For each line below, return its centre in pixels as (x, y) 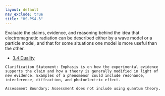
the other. (15, 48)
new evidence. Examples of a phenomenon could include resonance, (75, 76)
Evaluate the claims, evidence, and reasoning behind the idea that (72, 33)
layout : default (22, 10)
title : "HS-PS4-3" (24, 19)
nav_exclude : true (24, 14)
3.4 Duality (23, 58)
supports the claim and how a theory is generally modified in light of (82, 71)
